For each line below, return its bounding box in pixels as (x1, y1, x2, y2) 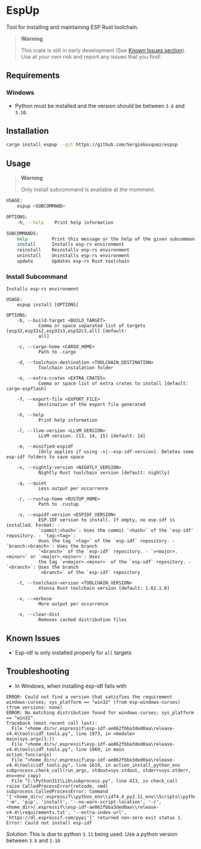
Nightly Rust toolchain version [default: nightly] (38, 470, 170, 476)
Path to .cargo (38, 349, 77, 355)
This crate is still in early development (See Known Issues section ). (20, 46, 187, 54)
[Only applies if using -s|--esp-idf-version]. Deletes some (38, 449, 194, 455)
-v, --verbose (17, 596, 52, 602)
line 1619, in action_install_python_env (75, 762, 181, 768)
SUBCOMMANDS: (6, 230, 39, 236)
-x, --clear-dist (17, 611, 60, 618)
